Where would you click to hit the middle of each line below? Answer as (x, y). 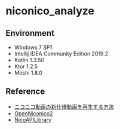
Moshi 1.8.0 (28, 73)
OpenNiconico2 (33, 113)
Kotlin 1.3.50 (29, 60)
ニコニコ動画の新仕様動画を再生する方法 (64, 106)
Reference (25, 92)
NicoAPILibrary (33, 119)
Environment (30, 33)
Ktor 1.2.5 (26, 66)
